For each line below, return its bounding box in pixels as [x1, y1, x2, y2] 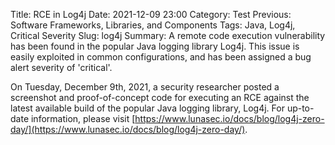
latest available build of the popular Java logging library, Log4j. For [10, 102, 285, 114]
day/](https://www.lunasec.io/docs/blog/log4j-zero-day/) [10, 124, 246, 135]
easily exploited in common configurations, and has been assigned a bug [10, 51, 312, 63]
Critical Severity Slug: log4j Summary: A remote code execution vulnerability [10, 30, 326, 41]
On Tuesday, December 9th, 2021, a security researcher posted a [10, 81, 280, 93]
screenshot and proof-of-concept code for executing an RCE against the [10, 92, 310, 103]
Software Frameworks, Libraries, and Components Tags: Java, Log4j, [10, 19, 296, 31]
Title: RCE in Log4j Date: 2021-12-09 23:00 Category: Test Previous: [10, 9, 292, 20]
